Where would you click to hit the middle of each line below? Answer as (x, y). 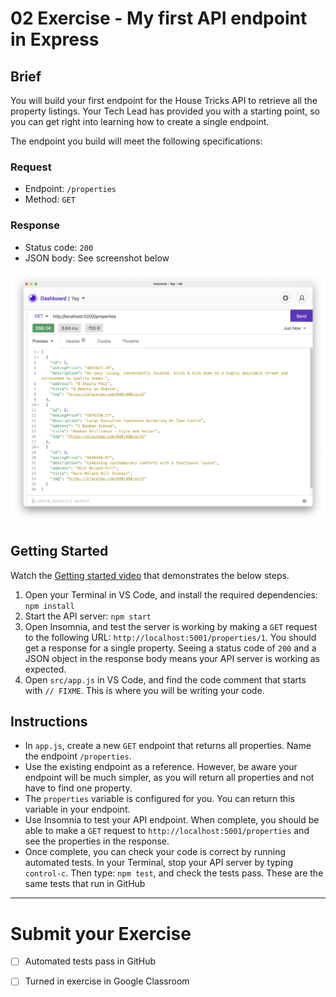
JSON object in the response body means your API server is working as (172, 658)
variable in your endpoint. (77, 809)
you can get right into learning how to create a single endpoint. (140, 121)
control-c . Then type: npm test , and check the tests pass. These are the (174, 873)
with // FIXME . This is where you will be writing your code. (144, 690)
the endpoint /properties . (78, 756)
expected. (45, 669)
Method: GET (50, 199)
